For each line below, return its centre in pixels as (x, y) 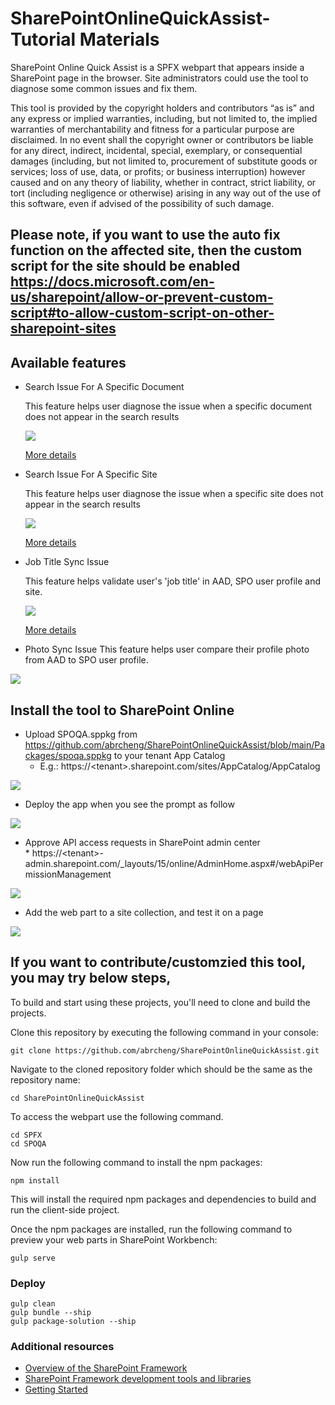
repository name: (45, 1079)
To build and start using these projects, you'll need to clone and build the (160, 1002)
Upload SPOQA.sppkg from (81, 734)
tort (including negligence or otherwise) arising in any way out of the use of (166, 193)
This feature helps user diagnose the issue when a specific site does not (174, 494)
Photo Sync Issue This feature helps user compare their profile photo (167, 649)
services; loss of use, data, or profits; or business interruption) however (158, 171)
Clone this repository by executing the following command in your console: (164, 1032)
